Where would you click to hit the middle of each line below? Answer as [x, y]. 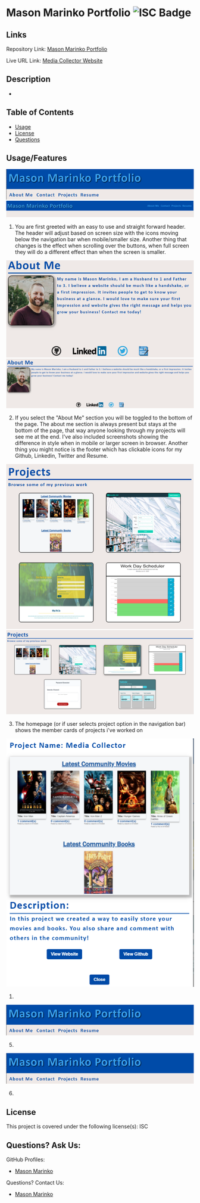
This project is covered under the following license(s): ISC [77, 1127]
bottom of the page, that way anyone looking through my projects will [100, 430]
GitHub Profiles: [26, 1160]
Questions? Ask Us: [43, 1145]
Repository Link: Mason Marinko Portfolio [57, 49]
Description [28, 80]
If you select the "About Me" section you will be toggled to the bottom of [103, 418]
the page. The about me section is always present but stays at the [96, 424]
